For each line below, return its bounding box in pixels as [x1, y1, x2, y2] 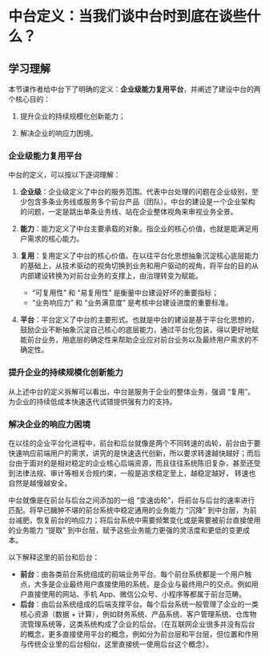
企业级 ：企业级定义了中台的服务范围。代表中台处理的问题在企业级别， [19, 187, 252, 197]
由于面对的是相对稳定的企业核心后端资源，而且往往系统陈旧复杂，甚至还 [14, 458, 254, 468]
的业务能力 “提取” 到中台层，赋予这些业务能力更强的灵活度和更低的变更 [8, 525, 243, 534]
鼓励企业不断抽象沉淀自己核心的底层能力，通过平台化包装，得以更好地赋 [19, 325, 259, 334]
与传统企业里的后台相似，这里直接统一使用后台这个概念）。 [19, 639, 214, 649]
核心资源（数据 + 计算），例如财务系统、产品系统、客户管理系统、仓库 [19, 609, 250, 618]
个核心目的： [8, 94, 50, 104]
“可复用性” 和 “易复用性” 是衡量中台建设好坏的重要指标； [31, 288, 219, 298]
